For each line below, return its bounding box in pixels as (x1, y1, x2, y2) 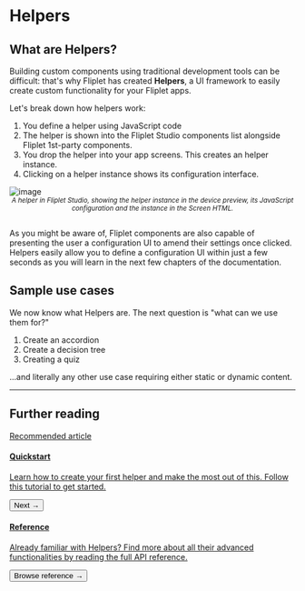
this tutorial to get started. (9, 481, 106, 492)
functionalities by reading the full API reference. (9, 552, 188, 563)
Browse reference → (14, 571, 84, 581)
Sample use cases (9, 283, 115, 298)
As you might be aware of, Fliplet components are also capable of (9, 228, 255, 238)
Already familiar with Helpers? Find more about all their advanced (9, 542, 254, 553)
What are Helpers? (9, 42, 118, 57)
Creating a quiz (22, 354, 80, 365)
